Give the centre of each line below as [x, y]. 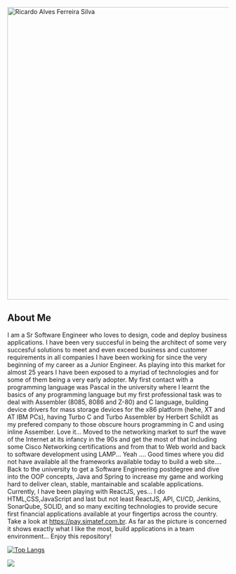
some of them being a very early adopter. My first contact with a [100, 380]
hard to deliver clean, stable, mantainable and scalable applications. [105, 483]
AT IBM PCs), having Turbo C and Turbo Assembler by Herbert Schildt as [113, 417]
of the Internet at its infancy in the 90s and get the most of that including [112, 439]
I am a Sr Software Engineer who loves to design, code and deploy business [117, 335]
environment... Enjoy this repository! [60, 536]
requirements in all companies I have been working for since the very [107, 357]
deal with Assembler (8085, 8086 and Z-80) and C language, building [108, 402]
